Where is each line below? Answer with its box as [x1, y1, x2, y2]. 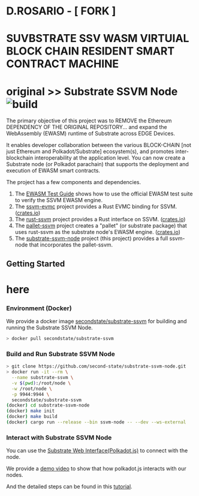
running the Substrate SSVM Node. [6, 324, 93, 331]
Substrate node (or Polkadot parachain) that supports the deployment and [6, 161, 189, 168]
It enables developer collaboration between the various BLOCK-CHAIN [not [6, 142, 192, 149]
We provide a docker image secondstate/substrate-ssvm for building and [6, 318, 187, 325]
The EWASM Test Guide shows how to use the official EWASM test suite [14, 190, 193, 197]
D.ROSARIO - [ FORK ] [6, 4, 116, 18]
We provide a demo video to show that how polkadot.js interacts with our [6, 465, 187, 472]
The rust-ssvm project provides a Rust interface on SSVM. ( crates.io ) [14, 216, 186, 223]
